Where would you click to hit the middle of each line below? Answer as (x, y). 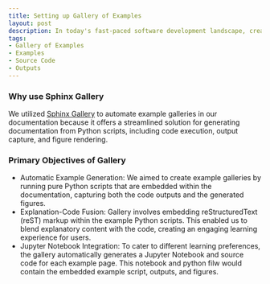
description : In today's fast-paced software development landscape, (127, 31)
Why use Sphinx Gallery (56, 96)
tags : (17, 38)
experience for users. (55, 237)
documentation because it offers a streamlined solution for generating (124, 122)
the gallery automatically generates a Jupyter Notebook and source (132, 255)
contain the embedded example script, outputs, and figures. (119, 272)
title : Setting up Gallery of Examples (75, 16)
